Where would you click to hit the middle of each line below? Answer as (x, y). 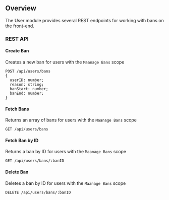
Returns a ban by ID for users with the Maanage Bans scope (66, 152)
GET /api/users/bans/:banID (35, 161)
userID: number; (27, 80)
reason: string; (27, 84)
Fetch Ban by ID (22, 140)
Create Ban (17, 51)
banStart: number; (29, 89)
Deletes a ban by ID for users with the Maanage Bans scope (66, 183)
